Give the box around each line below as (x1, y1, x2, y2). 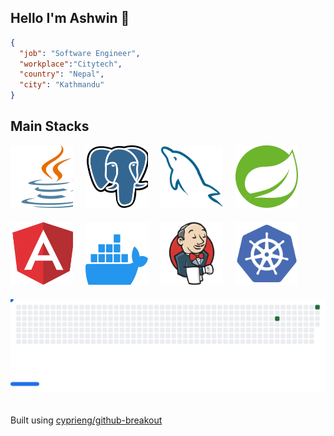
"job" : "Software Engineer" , (19, 48, 141, 58)
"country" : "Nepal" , (19, 69, 105, 80)
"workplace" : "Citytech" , (19, 59, 123, 69)
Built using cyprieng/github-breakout (10, 414, 163, 426)
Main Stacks (10, 118, 90, 135)
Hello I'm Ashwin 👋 (10, 10, 130, 27)
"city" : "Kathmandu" (19, 80, 105, 90)
